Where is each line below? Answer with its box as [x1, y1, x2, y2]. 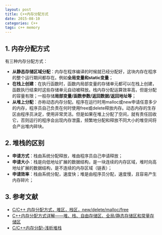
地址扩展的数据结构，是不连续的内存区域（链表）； [12, 165, 113, 171]
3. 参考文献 [5, 193, 38, 201]
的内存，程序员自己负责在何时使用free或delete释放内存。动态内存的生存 [12, 105, 156, 111]
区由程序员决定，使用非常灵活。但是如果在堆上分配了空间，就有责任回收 [12, 111, 157, 117]
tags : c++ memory [5, 25, 40, 30]
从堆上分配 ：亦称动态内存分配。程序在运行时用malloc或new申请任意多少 [12, 99, 157, 105]
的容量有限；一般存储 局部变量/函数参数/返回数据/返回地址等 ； [12, 93, 137, 99]
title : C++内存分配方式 [5, 12, 49, 17]
